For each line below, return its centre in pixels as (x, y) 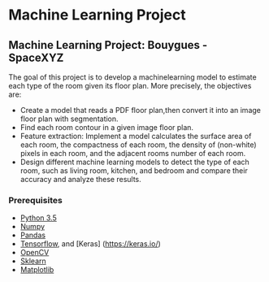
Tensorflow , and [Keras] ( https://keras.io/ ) (90, 244)
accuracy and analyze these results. (81, 179)
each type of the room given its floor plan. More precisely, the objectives (130, 86)
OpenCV (35, 253)
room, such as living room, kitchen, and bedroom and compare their (134, 171)
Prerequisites (35, 200)
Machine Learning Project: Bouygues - (108, 45)
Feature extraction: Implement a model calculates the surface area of (136, 136)
